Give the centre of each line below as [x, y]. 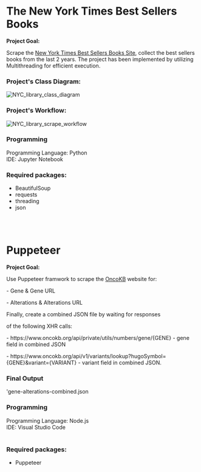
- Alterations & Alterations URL [45, 303]
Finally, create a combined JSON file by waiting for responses [83, 314]
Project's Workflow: [36, 111]
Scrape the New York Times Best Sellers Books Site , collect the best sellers [101, 52]
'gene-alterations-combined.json [48, 392]
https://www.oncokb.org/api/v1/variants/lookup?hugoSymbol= [88, 356]
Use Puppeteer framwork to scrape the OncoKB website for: [82, 279]
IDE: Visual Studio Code [36, 427]
